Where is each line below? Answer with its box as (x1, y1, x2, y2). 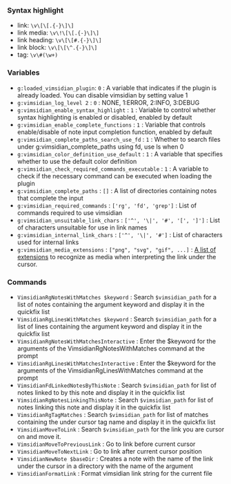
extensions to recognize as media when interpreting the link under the (17, 252, 217, 261)
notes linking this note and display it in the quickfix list (17, 403, 171, 411)
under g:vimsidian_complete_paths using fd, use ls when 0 (17, 142, 184, 151)
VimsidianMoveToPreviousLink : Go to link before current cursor (17, 440, 196, 448)
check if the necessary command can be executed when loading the (17, 171, 212, 180)
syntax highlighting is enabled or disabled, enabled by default (17, 113, 192, 121)
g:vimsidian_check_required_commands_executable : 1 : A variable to (17, 165, 209, 173)
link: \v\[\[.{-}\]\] (17, 21, 74, 30)
